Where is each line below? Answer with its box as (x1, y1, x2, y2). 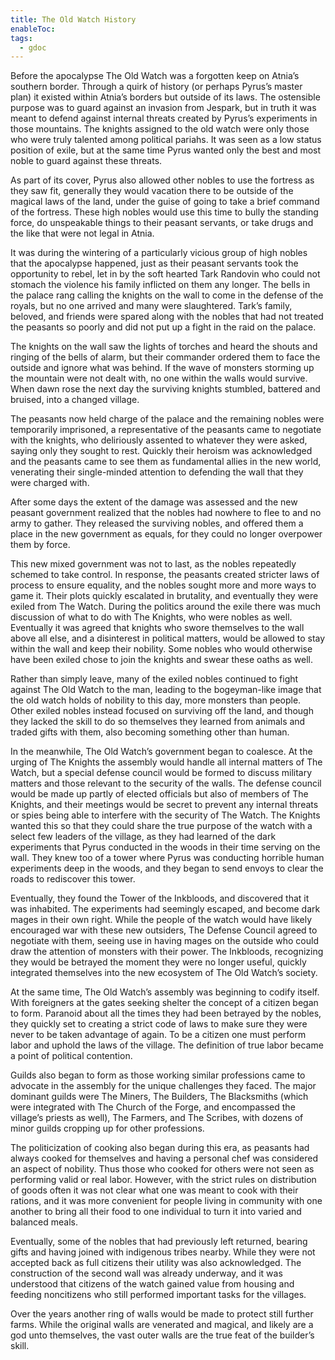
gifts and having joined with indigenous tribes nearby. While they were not (10, 1246, 316, 1258)
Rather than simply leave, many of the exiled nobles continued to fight (10, 673, 299, 685)
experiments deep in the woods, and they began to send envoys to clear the (10, 862, 324, 875)
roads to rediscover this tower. (10, 873, 136, 885)
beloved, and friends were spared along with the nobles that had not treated (10, 311, 324, 323)
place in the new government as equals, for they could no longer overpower (10, 528, 323, 540)
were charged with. (10, 477, 90, 489)
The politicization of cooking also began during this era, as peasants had (10, 1142, 310, 1154)
